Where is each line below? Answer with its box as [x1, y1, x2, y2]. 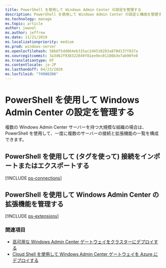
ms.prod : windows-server [5, 44, 56, 49]
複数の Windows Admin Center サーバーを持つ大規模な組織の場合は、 [5, 124, 147, 130]
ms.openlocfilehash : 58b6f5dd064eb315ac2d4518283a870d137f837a [5, 48, 138, 53]
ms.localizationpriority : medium [5, 40, 74, 45]
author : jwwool [5, 26, 37, 31]
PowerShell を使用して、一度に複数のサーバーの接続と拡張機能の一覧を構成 [5, 130, 159, 136]
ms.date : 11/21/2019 [5, 35, 48, 40]
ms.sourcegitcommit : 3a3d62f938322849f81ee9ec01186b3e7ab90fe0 [5, 53, 138, 58]
